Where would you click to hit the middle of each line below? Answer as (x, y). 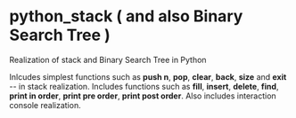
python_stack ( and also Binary (126, 16)
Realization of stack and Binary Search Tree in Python (108, 59)
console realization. (45, 105)
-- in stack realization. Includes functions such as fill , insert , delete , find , (144, 86)
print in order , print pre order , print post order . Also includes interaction (143, 96)
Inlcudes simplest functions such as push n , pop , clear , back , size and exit (148, 76)
